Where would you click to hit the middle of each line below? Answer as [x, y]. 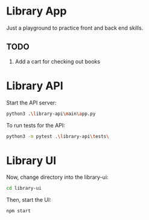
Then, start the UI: [29, 200]
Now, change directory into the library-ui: [57, 177]
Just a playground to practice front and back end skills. [75, 28]
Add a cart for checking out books [58, 61]
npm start [19, 211]
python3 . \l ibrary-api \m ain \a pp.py [51, 114]
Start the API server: [31, 102]
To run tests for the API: [36, 125]
